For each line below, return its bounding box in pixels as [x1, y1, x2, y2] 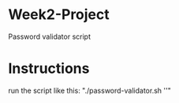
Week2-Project [8, 6, 110, 24]
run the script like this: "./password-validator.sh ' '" [8, 86, 171, 95]
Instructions [8, 59, 90, 78]
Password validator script [8, 32, 91, 41]
